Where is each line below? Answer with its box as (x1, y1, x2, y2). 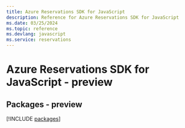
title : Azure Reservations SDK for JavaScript (6, 8, 125, 15)
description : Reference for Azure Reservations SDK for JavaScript (6, 14, 180, 20)
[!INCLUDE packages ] (6, 115, 61, 122)
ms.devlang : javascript (6, 31, 66, 37)
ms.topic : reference (6, 25, 58, 32)
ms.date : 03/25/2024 (6, 20, 58, 26)
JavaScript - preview (6, 76, 113, 89)
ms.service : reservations (6, 37, 71, 43)
